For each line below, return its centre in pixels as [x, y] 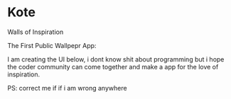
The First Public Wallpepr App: [52, 45]
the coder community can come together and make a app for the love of [113, 66]
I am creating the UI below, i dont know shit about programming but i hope [116, 59]
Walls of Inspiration [36, 32]
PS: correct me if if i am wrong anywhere [67, 88]
